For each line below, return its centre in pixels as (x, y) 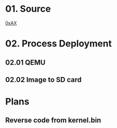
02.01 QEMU (25, 62)
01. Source (28, 9)
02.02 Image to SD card (43, 80)
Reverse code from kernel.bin (53, 120)
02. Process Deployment (58, 44)
